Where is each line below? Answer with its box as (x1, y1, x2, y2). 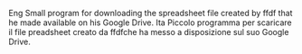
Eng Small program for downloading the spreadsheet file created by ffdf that (8, 8, 293, 18)
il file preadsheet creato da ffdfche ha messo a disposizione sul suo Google (8, 27, 289, 37)
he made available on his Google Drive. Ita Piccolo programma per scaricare (8, 17, 292, 28)
